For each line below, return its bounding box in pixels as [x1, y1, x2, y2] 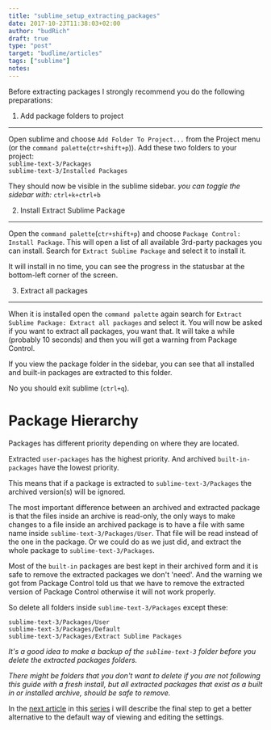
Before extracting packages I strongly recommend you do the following [8, 87, 245, 96]
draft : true [8, 34, 48, 43]
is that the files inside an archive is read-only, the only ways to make [8, 511, 236, 521]
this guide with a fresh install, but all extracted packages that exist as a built [8, 679, 263, 689]
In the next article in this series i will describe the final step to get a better [8, 703, 252, 713]
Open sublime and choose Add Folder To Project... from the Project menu [8, 134, 261, 144]
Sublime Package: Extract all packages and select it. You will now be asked [8, 317, 263, 327]
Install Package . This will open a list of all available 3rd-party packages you [8, 237, 262, 247]
